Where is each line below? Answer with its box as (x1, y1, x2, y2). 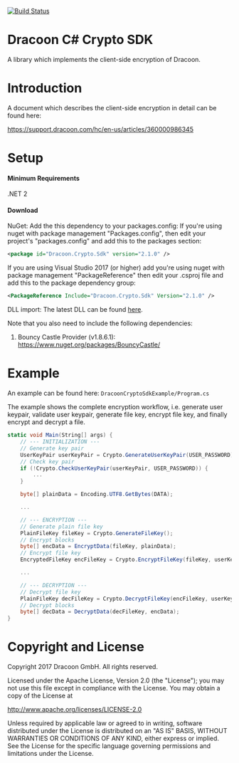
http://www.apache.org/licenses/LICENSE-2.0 (7, 705, 142, 714)
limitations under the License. (7, 749, 94, 758)
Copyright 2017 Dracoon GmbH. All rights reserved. (7, 663, 159, 671)
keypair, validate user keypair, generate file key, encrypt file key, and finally (7, 410, 228, 419)
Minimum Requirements (7, 174, 80, 182)
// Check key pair (20, 458, 75, 465)
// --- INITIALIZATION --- (20, 438, 100, 446)
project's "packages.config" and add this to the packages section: (7, 237, 202, 246)
